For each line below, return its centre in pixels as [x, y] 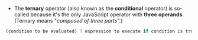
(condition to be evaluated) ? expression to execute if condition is [94, 31]
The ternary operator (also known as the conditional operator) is [93, 8]
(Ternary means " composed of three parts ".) [68, 21]
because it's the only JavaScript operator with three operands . [107, 14]
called [22, 14]
